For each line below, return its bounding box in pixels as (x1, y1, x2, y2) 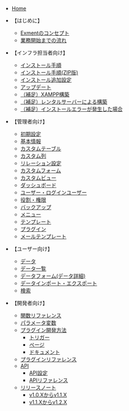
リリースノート (20, 384, 57, 391)
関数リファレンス (20, 312, 62, 318)
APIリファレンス (29, 377, 68, 383)
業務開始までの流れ (20, 37, 67, 43)
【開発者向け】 (11, 300, 48, 306)
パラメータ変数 (20, 319, 57, 326)
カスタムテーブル (20, 145, 61, 152)
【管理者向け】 (11, 118, 48, 125)
